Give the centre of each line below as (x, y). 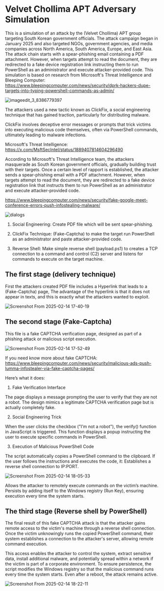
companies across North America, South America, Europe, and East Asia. (79, 49)
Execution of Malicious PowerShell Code (53, 446)
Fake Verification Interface (39, 387)
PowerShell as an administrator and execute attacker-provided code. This (79, 69)
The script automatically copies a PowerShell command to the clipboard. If (80, 456)
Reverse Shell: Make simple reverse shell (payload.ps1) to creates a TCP (85, 248)
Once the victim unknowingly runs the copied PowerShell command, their (79, 533)
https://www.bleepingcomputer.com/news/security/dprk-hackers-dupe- (78, 85)
